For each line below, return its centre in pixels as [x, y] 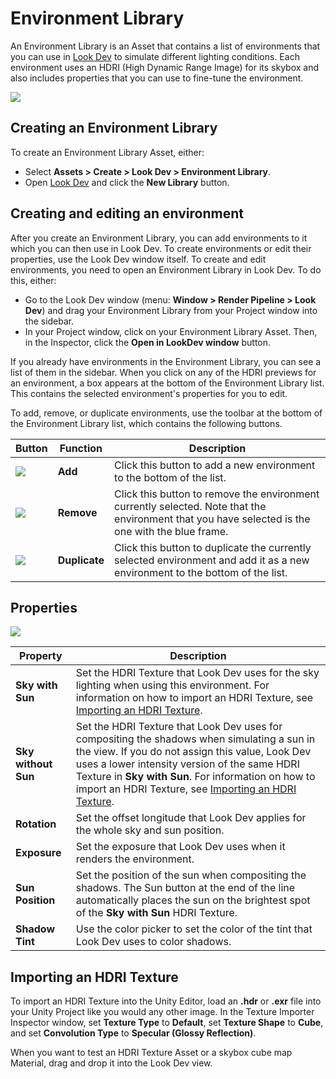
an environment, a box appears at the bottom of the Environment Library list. [167, 383]
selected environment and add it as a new [212, 560]
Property [41, 656]
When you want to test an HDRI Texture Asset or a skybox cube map [151, 1053]
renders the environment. [135, 859]
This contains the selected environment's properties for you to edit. [149, 393]
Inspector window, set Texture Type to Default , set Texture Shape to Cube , [167, 1023]
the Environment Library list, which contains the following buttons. [146, 423]
